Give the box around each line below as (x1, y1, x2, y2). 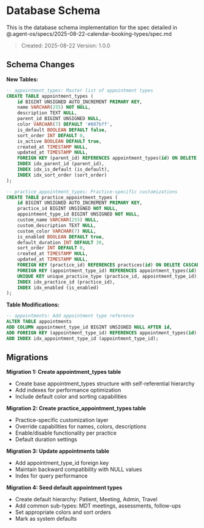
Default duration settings (15, 436, 78, 443)
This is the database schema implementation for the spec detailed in (6, 24, 177, 31)
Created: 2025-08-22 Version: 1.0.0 (21, 42, 110, 49)
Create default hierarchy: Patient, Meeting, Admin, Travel (15, 496, 158, 503)
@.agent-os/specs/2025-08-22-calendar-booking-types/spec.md (6, 30, 172, 37)
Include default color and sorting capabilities (15, 393, 127, 401)
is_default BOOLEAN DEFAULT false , (17, 127, 107, 133)
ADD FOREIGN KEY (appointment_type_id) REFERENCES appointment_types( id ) (6, 330, 197, 336)
